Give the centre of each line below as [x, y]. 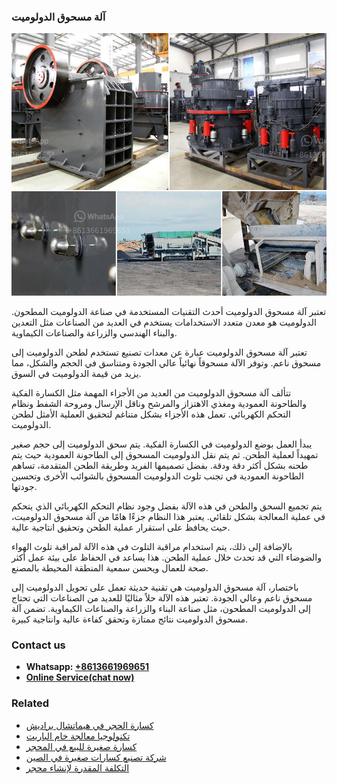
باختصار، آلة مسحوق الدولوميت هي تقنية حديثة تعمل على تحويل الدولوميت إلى [155, 587]
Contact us [38, 645]
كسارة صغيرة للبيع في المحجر [81, 746]
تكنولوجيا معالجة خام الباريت [78, 736]
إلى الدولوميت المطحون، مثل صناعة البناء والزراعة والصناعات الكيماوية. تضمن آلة [161, 608]
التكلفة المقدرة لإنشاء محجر [77, 767]
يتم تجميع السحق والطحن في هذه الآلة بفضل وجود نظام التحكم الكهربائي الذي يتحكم [167, 506]
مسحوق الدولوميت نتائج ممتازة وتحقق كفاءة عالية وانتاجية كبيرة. [129, 619]
